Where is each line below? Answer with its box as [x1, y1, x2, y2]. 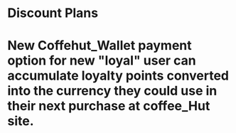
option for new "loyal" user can [7, 53, 197, 69]
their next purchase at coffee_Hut [7, 98, 210, 115]
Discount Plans [7, 5, 98, 21]
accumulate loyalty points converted [7, 68, 230, 84]
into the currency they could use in [7, 83, 218, 99]
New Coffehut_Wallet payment [7, 38, 192, 54]
